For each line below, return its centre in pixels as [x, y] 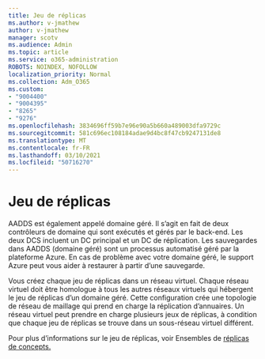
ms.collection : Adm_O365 [49, 81]
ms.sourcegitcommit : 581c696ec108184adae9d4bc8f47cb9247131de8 [115, 133]
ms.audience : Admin [40, 45]
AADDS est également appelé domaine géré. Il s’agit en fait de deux [119, 224]
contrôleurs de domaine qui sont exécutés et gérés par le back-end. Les [126, 232]
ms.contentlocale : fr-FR [49, 148]
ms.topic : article [38, 52]
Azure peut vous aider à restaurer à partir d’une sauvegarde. [107, 266]
